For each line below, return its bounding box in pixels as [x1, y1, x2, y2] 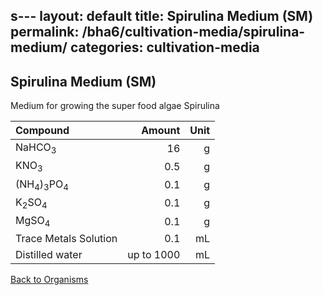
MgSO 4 [15, 213, 51, 229]
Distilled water [15, 248, 83, 262]
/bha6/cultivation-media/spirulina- [81, 24, 306, 41]
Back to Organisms [10, 274, 89, 286]
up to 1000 [127, 248, 181, 262]
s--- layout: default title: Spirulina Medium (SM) [10, 8, 314, 25]
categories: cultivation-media [69, 39, 260, 56]
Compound [15, 124, 70, 138]
